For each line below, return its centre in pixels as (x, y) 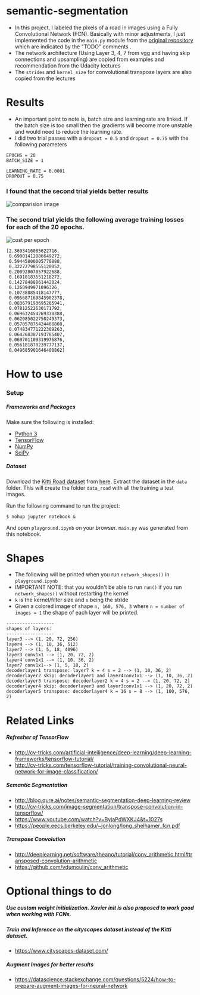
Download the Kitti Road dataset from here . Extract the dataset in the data (97, 481)
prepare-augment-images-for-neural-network (71, 986)
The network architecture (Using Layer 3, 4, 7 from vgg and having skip (102, 53)
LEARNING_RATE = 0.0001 (36, 171)
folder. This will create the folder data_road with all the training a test (90, 487)
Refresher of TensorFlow (38, 737)
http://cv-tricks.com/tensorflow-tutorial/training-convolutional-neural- (101, 765)
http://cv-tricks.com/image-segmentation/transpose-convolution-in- (99, 806)
